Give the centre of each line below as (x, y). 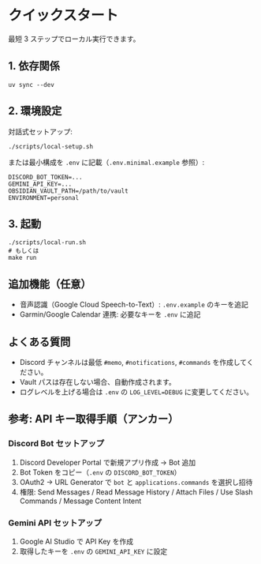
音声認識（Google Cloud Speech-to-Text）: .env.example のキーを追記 (134, 305)
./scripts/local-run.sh (47, 243)
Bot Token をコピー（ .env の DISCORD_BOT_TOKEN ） (100, 472)
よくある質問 (39, 342)
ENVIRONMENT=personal (44, 197)
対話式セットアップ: (41, 131)
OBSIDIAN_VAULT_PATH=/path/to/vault (68, 191)
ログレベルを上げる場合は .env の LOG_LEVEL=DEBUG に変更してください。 (136, 392)
